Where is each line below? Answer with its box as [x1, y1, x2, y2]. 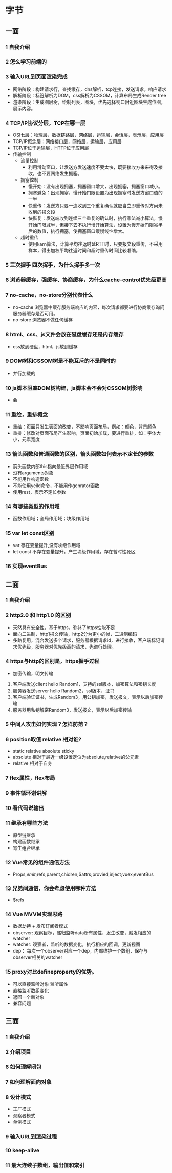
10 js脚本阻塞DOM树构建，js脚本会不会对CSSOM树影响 [5, 384, 143, 391]
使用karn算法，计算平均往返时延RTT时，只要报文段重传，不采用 [28, 241, 163, 247]
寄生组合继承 [12, 845, 40, 851]
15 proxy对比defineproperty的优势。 [5, 968, 97, 976]
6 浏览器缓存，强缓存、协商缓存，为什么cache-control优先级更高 [5, 276, 167, 284]
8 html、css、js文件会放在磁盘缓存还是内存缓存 [5, 331, 124, 338]
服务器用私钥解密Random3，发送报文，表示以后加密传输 [12, 707, 132, 713]
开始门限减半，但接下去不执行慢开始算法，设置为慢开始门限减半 [28, 221, 163, 228]
